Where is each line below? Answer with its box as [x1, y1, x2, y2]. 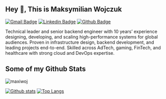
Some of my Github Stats [5, 64, 86, 74]
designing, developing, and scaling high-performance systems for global [5, 34, 158, 40]
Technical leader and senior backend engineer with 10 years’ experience [5, 28, 158, 35]
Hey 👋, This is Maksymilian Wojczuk [5, 5, 122, 14]
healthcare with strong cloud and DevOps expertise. [5, 50, 115, 56]
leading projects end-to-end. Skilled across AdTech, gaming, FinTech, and [5, 44, 161, 51]
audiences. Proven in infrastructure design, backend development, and [5, 39, 154, 45]
